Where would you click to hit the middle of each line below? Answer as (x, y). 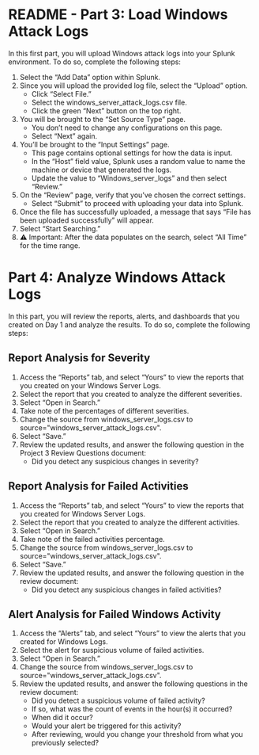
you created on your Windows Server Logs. (90, 385)
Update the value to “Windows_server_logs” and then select (129, 178)
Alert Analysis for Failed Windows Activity (114, 614)
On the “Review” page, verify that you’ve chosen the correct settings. (133, 195)
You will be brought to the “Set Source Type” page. (102, 119)
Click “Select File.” (62, 93)
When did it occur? (62, 718)
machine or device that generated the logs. (101, 170)
